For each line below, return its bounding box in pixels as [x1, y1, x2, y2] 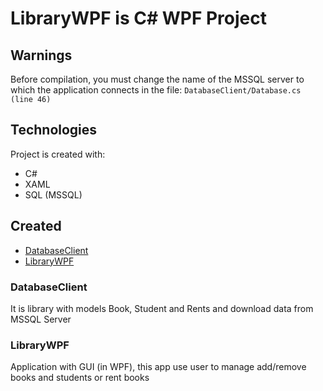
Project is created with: [10, 148, 106, 160]
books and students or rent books [10, 372, 150, 384]
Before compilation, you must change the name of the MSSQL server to [10, 73, 305, 85]
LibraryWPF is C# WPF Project [10, 7, 268, 30]
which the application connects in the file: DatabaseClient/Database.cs [10, 84, 302, 96]
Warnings [10, 47, 73, 64]
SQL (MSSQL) [24, 188, 83, 201]
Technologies [10, 122, 98, 139]
